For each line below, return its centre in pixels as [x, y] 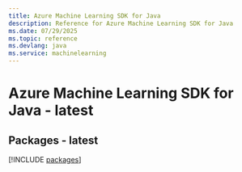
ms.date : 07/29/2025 [43, 31]
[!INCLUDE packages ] [45, 159]
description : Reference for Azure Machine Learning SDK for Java [121, 23]
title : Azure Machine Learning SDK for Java [85, 16]
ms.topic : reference [43, 38]
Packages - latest [53, 140]
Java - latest [51, 111]
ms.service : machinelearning [57, 53]
